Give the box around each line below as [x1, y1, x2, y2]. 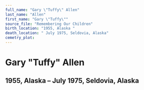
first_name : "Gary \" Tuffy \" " [5, 16, 69, 21]
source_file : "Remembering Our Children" [5, 21, 93, 26]
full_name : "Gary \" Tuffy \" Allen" [5, 7, 80, 12]
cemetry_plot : [5, 35, 35, 40]
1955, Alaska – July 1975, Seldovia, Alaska [5, 76, 139, 85]
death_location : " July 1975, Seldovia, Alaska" [5, 30, 109, 35]
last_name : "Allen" [5, 12, 46, 17]
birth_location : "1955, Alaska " [5, 26, 75, 31]
